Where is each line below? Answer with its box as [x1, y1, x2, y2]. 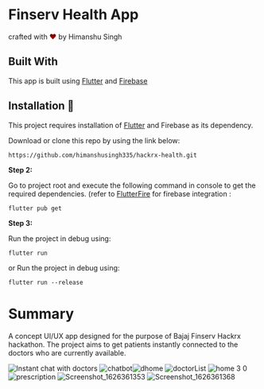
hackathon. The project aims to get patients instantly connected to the [8, 340, 239, 349]
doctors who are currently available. [8, 348, 126, 357]
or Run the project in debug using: [8, 263, 120, 272]
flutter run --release [8, 278, 83, 286]
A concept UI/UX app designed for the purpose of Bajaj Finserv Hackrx [8, 331, 241, 340]
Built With [8, 55, 58, 68]
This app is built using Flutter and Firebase [8, 76, 148, 85]
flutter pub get [8, 204, 62, 212]
